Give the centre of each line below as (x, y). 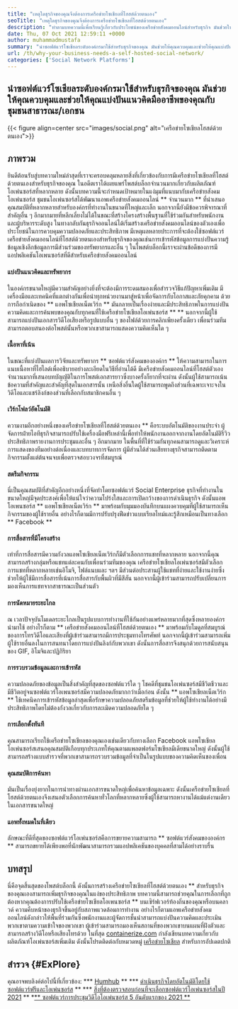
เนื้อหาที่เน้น (21, 345)
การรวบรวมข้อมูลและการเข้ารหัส (44, 668)
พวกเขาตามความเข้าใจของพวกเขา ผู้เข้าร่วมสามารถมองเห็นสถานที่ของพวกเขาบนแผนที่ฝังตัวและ (116, 925)
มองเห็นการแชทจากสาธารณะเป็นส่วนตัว (53, 586)
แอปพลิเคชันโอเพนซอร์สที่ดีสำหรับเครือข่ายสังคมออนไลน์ (72, 255)
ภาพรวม (22, 158)
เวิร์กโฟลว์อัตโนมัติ (29, 409)
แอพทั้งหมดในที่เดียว (31, 821)
